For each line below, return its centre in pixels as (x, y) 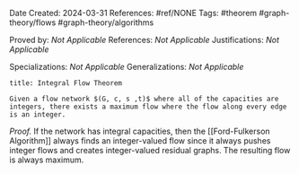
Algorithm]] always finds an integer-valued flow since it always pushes (140, 141)
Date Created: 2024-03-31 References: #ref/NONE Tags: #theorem (133, 13)
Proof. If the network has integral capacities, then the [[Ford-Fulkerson (140, 131)
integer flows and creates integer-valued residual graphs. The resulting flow (150, 150)
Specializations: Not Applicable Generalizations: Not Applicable (127, 67)
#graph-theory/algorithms (106, 22)
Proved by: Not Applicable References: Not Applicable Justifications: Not (145, 40)
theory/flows (33, 22)
